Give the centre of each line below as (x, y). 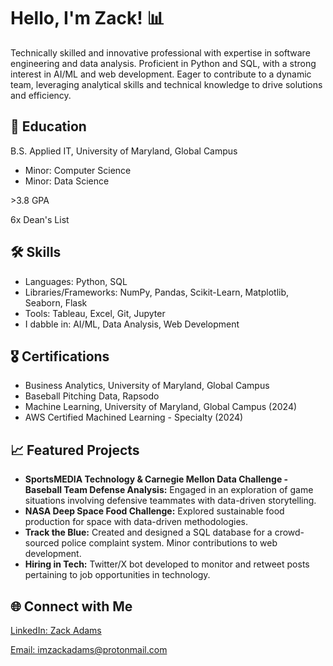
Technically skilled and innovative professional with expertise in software (160, 52)
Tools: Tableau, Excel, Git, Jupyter (95, 313)
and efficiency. (41, 95)
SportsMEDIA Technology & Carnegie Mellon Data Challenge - (156, 479)
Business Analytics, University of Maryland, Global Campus (147, 386)
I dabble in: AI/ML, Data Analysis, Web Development (132, 324)
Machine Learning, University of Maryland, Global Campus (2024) (161, 407)
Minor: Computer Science (78, 170)
